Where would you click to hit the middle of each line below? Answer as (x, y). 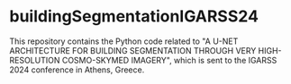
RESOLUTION (35, 60)
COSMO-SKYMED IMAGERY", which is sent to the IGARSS (169, 60)
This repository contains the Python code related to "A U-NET (124, 41)
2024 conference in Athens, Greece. (77, 70)
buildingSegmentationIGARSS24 (134, 17)
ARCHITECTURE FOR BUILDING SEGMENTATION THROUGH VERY (133, 50)
